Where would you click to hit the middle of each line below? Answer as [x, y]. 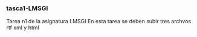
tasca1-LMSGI [27, 8]
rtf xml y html [23, 27]
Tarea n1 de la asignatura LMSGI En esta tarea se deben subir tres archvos [99, 21]
